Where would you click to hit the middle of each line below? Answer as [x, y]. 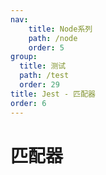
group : [24, 57]
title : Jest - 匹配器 [53, 94]
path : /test [44, 76]
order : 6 [28, 103]
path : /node [53, 38]
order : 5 [46, 47]
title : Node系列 [60, 29]
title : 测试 [43, 66]
